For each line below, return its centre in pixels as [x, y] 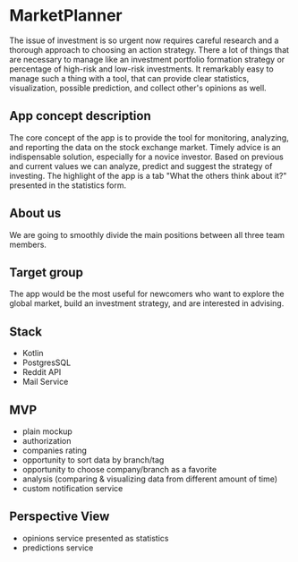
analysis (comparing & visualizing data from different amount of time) [150, 479]
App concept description [80, 116]
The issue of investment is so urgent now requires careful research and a [144, 40]
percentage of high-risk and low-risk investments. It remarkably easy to [142, 69]
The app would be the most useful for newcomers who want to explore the [147, 294]
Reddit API [42, 372]
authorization [47, 441]
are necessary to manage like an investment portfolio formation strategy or [147, 59]
